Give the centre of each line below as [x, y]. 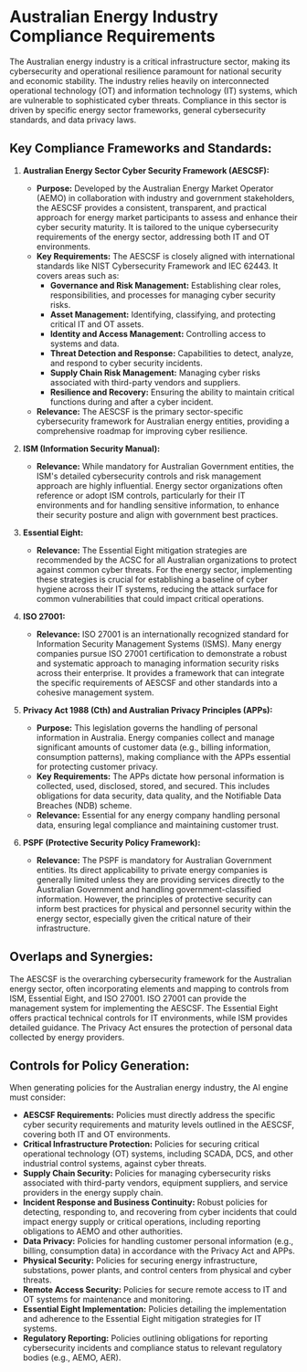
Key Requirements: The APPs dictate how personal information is [160, 776]
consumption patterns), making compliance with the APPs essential [163, 756]
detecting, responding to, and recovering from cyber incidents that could [159, 1212]
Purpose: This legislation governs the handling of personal [147, 727]
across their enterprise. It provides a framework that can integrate [160, 672]
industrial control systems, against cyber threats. [115, 1164]
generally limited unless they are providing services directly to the [160, 880]
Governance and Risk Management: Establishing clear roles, [165, 285]
